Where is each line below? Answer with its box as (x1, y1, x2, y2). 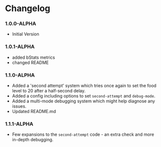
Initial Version (12, 31, 40, 37)
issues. (12, 103, 27, 109)
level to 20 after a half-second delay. (12, 88, 86, 94)
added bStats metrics (12, 54, 55, 60)
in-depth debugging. (12, 137, 54, 143)
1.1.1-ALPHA (5, 121, 33, 127)
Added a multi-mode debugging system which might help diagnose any (12, 98, 155, 104)
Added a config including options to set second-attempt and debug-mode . (12, 93, 156, 99)
